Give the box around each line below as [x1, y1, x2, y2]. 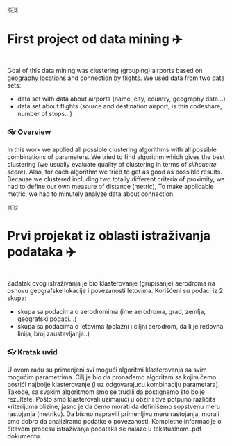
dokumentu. [7, 432, 42, 440]
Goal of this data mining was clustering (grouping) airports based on [7, 66, 203, 74]
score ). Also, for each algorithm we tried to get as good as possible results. [7, 167, 222, 176]
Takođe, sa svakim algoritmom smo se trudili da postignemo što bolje [7, 388, 205, 396]
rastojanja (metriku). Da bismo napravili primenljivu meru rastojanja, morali [7, 410, 220, 418]
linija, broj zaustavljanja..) [17, 329, 90, 338]
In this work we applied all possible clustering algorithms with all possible [7, 145, 217, 154]
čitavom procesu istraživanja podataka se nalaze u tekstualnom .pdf [7, 424, 202, 433]
